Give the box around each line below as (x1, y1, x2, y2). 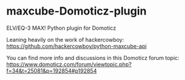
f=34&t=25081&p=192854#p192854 (6, 67, 97, 74)
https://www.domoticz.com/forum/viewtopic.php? (6, 61, 132, 68)
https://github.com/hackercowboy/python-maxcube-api (6, 42, 147, 50)
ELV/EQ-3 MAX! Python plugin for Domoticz (6, 24, 117, 32)
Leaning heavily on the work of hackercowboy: (6, 36, 124, 43)
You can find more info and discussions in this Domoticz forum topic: (6, 54, 180, 61)
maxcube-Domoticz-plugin (6, 4, 147, 18)
